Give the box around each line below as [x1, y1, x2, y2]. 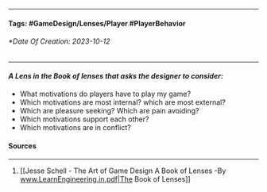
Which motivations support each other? [19, 114, 149, 124]
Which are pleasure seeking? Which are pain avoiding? [19, 106, 200, 115]
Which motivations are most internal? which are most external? [19, 98, 226, 107]
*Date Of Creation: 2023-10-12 [8, 36, 110, 46]
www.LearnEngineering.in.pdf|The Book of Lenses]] [19, 175, 191, 184]
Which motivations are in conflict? [19, 123, 131, 132]
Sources [8, 140, 37, 151]
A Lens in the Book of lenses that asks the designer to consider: [8, 71, 224, 81]
